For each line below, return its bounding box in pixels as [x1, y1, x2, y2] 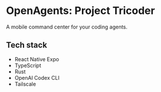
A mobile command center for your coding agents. [6, 23, 128, 30]
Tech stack [6, 40, 47, 50]
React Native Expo [14, 55, 60, 62]
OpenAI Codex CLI [14, 74, 60, 81]
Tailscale [14, 80, 36, 87]
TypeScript [14, 62, 42, 69]
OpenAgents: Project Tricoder [6, 4, 155, 17]
